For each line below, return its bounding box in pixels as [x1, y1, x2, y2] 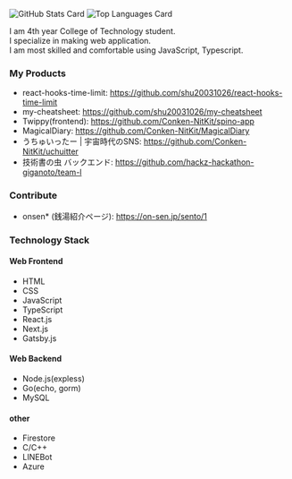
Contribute [9, 189, 58, 201]
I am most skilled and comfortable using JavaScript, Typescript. [9, 45, 244, 56]
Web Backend [9, 354, 63, 364]
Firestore [21, 432, 56, 443]
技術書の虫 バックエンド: [21, 157, 113, 167]
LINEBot [21, 452, 53, 463]
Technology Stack [9, 234, 90, 246]
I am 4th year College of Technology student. [9, 26, 176, 36]
